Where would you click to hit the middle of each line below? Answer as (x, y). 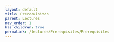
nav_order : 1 (18, 23)
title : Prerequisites (27, 14)
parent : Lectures (23, 18)
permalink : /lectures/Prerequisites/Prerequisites (57, 32)
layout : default (21, 9)
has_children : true (25, 28)
